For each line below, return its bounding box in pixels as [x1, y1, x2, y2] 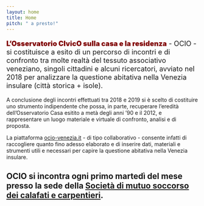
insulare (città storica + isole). [6, 81, 104, 90]
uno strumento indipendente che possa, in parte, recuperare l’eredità [6, 102, 179, 110]
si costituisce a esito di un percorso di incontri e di [6, 47, 171, 56]
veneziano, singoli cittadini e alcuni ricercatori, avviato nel [6, 64, 195, 73]
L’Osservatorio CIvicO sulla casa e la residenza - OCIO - [6, 39, 197, 48]
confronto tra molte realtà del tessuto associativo [6, 56, 166, 65]
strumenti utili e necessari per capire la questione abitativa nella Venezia [6, 147, 188, 154]
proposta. [6, 122, 30, 129]
